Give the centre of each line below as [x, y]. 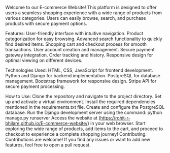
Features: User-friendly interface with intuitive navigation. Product [74, 33]
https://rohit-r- [115, 118]
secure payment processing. [35, 86]
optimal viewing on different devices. [44, 60]
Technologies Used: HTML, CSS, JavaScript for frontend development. [79, 70]
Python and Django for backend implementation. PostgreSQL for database [83, 75]
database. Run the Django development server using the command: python [84, 112]
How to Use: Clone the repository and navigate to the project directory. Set [83, 96]
